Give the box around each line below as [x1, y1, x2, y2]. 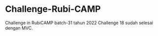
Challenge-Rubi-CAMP [5, 3, 101, 15]
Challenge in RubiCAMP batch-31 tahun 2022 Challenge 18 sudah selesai [5, 20, 154, 26]
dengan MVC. [5, 25, 33, 31]
